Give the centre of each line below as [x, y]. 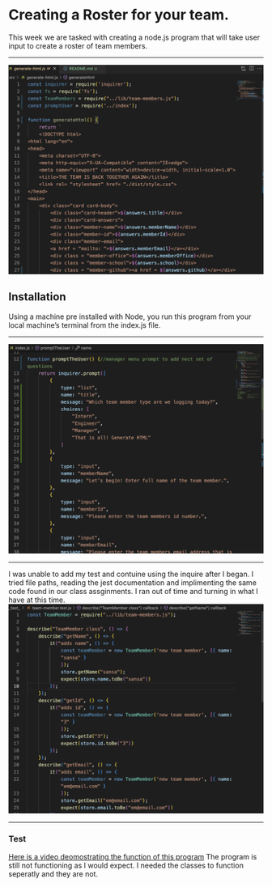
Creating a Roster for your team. [119, 15]
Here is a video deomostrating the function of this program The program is [133, 856]
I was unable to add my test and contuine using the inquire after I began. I [131, 574]
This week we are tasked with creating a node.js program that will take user [134, 37]
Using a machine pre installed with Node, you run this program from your [130, 316]
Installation [37, 297]
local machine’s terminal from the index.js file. [85, 325]
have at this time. [37, 600]
